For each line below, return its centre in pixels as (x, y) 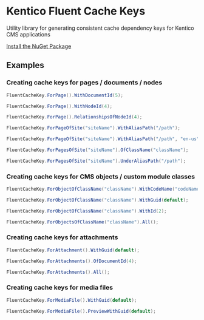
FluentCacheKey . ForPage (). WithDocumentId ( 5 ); (65, 95)
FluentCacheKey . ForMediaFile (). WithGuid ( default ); (72, 300)
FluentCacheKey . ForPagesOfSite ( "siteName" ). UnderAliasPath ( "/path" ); (96, 161)
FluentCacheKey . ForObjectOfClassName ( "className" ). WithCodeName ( (90, 189)
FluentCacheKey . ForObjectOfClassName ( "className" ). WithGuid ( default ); (97, 200)
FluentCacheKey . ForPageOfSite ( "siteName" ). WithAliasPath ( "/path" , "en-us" (103, 139)
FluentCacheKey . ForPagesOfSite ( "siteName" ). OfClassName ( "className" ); (97, 150)
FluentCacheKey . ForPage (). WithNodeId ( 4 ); (59, 106)
